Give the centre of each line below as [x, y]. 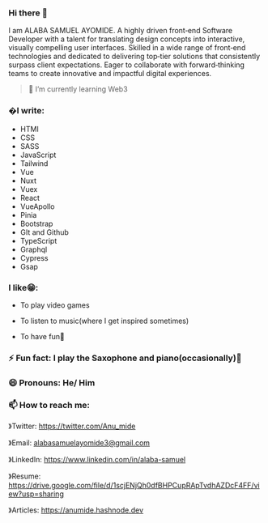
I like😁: [23, 287]
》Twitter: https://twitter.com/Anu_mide [72, 426]
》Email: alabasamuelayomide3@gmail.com [79, 443]
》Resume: [25, 476]
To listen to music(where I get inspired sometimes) [104, 321]
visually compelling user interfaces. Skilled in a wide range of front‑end [127, 48]
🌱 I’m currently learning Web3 [78, 89]
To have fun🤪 [42, 336]
